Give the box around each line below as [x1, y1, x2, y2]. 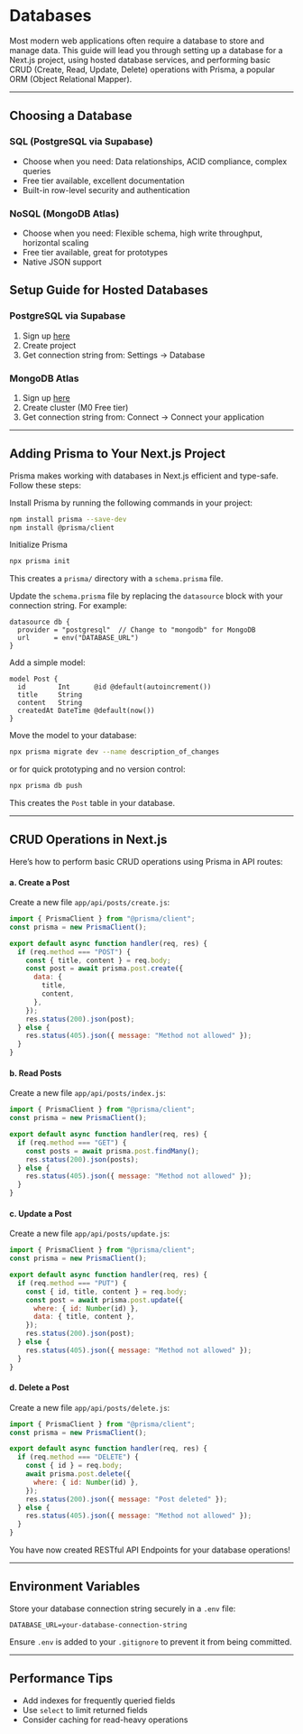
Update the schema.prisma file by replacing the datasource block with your [9, 590, 283, 601]
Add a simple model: [9, 657, 86, 668]
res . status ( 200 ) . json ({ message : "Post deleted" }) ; [25, 1495, 228, 1504]
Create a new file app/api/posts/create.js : [9, 897, 170, 908]
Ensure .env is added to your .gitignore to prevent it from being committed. [9, 1636, 292, 1647]
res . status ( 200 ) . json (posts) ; [25, 1154, 140, 1164]
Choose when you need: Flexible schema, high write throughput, [22, 227, 263, 238]
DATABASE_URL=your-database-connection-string [9, 1620, 188, 1629]
